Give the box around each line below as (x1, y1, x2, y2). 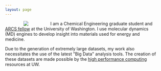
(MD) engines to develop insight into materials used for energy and (5, 31, 140, 37)
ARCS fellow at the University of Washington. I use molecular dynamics (5, 25, 149, 32)
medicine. (5, 36, 25, 42)
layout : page (5, 7, 32, 12)
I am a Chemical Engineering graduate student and (50, 21, 153, 26)
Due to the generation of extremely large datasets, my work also (5, 46, 135, 51)
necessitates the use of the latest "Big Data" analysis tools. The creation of (5, 51, 156, 57)
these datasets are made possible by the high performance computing (5, 56, 147, 62)
